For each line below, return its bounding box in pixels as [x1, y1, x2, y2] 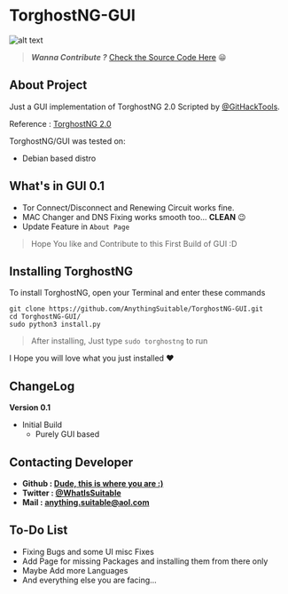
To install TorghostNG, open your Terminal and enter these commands [9, 288, 266, 298]
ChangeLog [9, 378, 75, 393]
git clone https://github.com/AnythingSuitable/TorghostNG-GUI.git [9, 305, 264, 313]
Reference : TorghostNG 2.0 [9, 118, 113, 129]
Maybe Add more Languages [21, 565, 128, 575]
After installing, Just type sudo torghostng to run [30, 336, 208, 346]
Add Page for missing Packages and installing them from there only [21, 556, 269, 566]
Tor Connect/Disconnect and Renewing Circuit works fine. [21, 202, 235, 213]
